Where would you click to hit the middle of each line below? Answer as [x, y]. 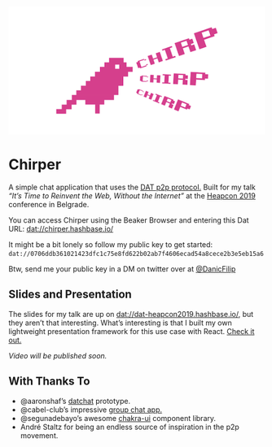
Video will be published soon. [58, 355]
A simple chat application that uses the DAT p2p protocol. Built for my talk [132, 187]
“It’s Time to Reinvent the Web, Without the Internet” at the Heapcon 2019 [132, 195]
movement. [39, 435]
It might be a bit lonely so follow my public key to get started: [111, 244]
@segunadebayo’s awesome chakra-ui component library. [118, 418]
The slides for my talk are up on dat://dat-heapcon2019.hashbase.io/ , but [131, 314]
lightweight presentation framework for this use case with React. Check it [132, 331]
